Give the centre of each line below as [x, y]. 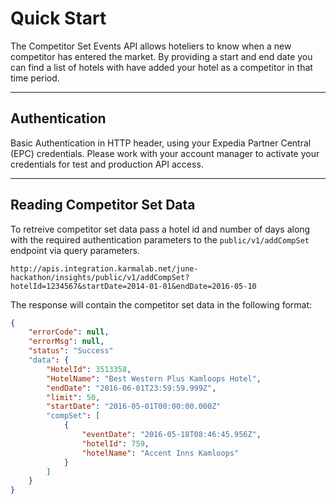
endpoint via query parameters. [75, 250]
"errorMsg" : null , [66, 342]
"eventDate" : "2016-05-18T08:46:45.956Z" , [171, 435]
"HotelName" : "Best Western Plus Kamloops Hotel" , [154, 378]
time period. [35, 78]
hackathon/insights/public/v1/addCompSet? [100, 277]
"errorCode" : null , [69, 332]
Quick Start [58, 18]
